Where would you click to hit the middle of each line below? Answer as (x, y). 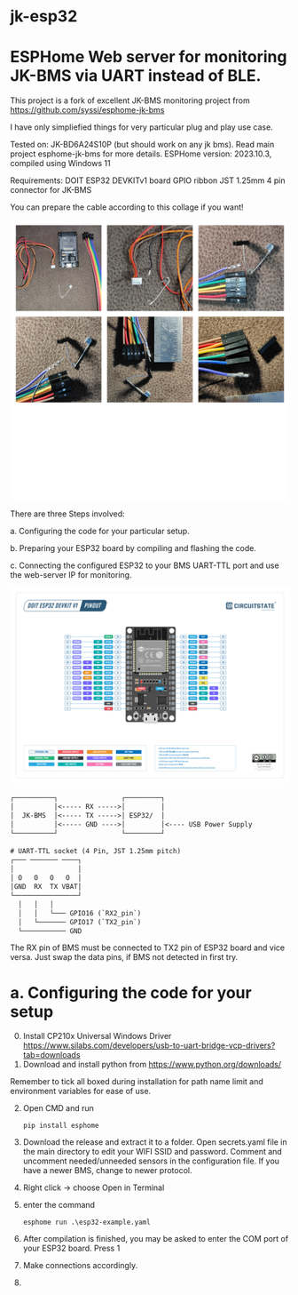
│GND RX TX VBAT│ (46, 886)
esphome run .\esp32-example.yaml (86, 1223)
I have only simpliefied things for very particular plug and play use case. (141, 127)
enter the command (59, 1205)
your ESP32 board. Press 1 (71, 1248)
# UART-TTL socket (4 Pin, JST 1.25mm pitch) (95, 851)
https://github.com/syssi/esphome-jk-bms (87, 110)
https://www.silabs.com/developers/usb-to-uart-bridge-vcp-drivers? (149, 1045)
